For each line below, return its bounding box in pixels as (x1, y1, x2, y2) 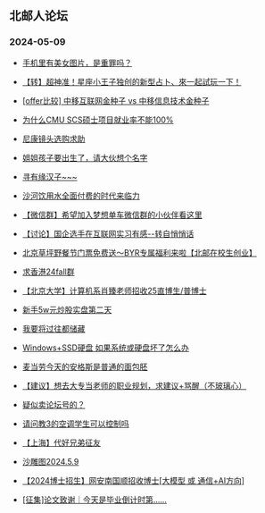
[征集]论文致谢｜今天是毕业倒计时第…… (21, 494, 168, 505)
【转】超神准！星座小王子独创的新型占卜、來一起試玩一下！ (21, 76, 242, 87)
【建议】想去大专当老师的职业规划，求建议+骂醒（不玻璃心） (21, 380, 247, 391)
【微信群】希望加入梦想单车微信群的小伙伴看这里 (21, 209, 203, 220)
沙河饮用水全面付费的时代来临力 (21, 190, 140, 201)
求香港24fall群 (21, 266, 75, 277)
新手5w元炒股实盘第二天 (21, 304, 112, 315)
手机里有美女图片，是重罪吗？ (21, 57, 132, 68)
